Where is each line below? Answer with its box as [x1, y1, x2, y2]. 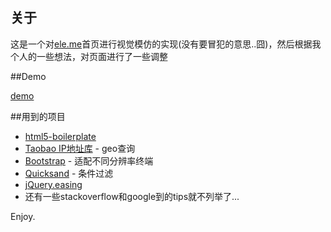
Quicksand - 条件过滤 [24, 167, 114, 179]
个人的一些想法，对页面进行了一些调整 [10, 50, 168, 62]
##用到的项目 [10, 110, 66, 122]
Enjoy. [10, 210, 36, 222]
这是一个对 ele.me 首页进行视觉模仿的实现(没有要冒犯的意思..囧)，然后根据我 [10, 38, 322, 50]
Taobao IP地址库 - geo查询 [24, 142, 136, 154]
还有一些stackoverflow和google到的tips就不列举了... [24, 190, 240, 202]
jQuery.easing [24, 178, 83, 190]
